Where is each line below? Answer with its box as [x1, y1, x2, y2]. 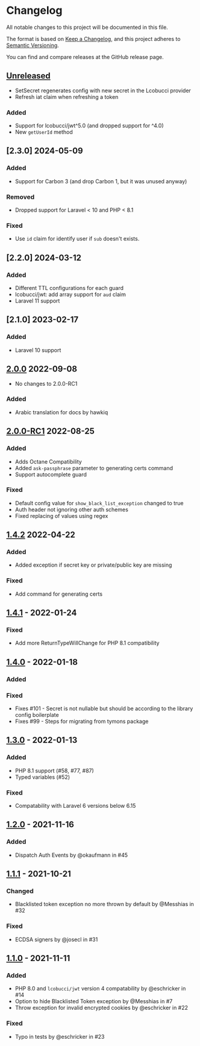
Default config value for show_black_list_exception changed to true [14, 499, 184, 506]
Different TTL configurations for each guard [14, 285, 124, 292]
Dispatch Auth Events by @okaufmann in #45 [14, 851, 128, 859]
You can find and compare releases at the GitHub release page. [6, 53, 164, 60]
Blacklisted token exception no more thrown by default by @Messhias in [14, 901, 195, 908]
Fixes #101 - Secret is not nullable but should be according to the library [14, 705, 193, 712]
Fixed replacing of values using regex [14, 512, 108, 519]
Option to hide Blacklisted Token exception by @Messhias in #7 [14, 998, 173, 1005]
